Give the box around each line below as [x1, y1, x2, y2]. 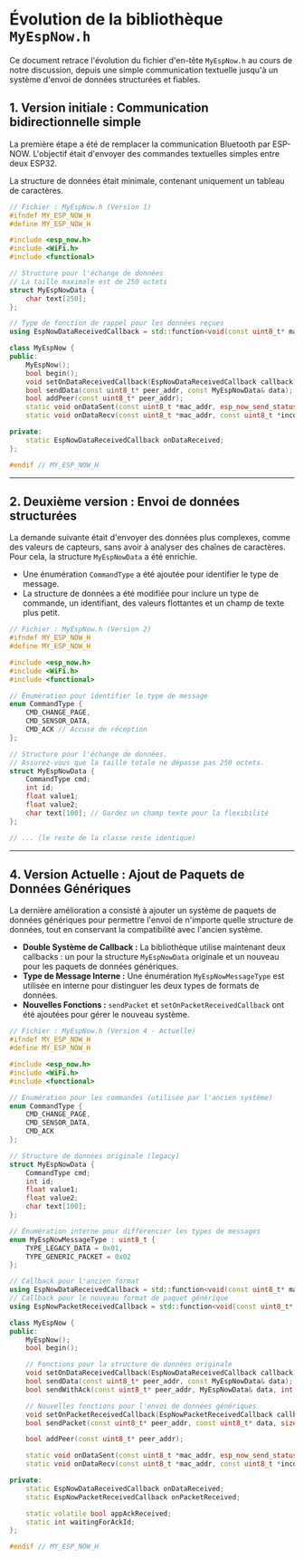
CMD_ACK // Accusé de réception [25, 725, 147, 734]
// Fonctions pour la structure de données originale [25, 1360, 233, 1369]
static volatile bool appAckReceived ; [25, 1508, 172, 1518]
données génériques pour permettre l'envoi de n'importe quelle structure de [9, 914, 294, 925]
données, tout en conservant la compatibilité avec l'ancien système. [9, 924, 263, 935]
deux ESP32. [9, 158, 58, 168]
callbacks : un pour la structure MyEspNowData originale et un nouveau [22, 952, 280, 962]
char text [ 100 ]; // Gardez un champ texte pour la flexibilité [25, 809, 270, 818]
